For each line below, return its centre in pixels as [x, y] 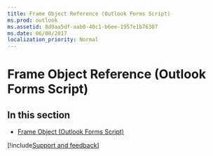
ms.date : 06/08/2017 [37, 33]
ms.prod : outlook [33, 20]
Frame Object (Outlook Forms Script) [71, 132]
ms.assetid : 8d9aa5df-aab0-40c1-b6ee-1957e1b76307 [83, 27]
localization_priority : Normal [53, 40]
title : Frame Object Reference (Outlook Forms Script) [89, 14]
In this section [39, 115]
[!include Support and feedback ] [53, 146]
